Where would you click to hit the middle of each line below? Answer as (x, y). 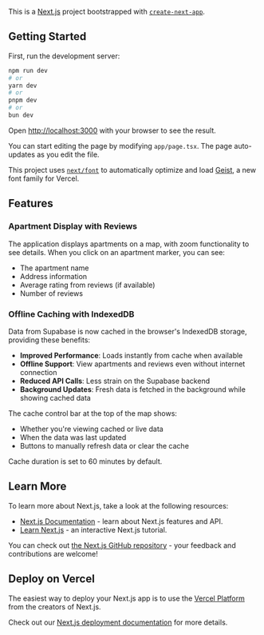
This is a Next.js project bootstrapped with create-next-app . (107, 12)
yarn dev (23, 86)
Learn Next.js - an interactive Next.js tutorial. (93, 529)
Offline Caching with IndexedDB (71, 314)
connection (38, 372)
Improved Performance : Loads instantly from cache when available (131, 355)
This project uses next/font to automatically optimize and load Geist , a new (132, 170)
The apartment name (54, 268)
